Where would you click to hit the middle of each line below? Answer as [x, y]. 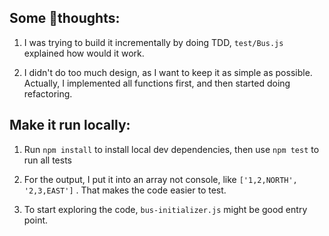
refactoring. [48, 93]
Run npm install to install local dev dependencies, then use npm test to [171, 149]
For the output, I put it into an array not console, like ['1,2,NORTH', [160, 179]
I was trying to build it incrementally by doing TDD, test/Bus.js [153, 42]
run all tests [47, 160]
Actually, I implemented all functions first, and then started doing [157, 83]
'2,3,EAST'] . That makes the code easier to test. [125, 190]
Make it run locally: [70, 125]
